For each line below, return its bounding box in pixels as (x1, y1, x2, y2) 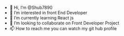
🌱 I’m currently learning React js (9, 15, 74, 20)
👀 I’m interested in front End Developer (9, 10, 88, 16)
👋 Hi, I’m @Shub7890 (9, 5, 53, 10)
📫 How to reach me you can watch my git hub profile (9, 26, 117, 31)
